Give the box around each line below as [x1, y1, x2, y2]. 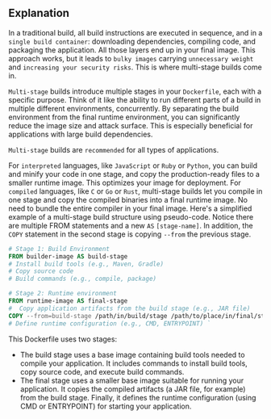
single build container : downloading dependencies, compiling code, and [8, 36, 256, 46]
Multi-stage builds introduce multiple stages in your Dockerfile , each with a [8, 86, 262, 96]
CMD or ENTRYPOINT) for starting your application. [19, 401, 192, 411]
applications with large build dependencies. [8, 129, 153, 139]
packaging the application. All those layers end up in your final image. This [8, 44, 256, 55]
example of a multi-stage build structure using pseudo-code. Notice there [8, 212, 254, 221]
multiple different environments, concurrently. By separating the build [8, 103, 240, 113]
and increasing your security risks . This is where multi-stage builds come [8, 62, 262, 72]
